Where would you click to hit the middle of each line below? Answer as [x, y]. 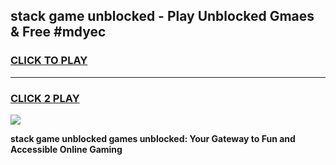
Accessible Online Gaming [66, 149]
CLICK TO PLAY [49, 61]
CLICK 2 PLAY [45, 98]
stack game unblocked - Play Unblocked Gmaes [162, 16]
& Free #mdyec [58, 32]
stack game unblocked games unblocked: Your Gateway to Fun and [153, 138]
